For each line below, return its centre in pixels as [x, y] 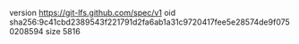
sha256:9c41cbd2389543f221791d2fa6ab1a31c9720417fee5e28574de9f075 [150, 22]
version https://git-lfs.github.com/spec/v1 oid [93, 13]
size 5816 [63, 31]
